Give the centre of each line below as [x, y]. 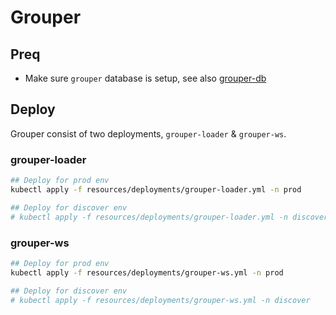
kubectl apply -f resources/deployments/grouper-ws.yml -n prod [147, 272]
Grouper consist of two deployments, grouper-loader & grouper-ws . [148, 133]
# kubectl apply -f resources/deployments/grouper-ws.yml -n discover [160, 300]
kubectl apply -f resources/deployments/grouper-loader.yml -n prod [156, 189]
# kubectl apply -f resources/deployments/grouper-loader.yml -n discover [169, 217]
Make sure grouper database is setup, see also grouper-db [145, 78]
